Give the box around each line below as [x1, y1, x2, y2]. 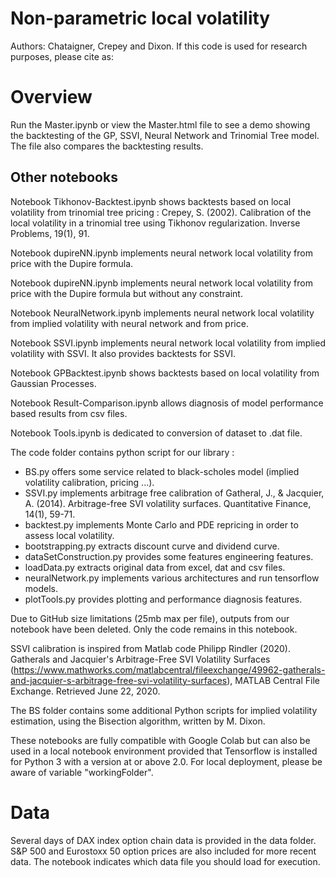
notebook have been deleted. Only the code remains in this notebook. [10, 623, 298, 635]
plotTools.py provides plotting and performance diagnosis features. [24, 593, 303, 605]
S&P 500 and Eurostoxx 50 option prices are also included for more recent [10, 845, 317, 857]
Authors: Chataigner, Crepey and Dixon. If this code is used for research [10, 40, 308, 52]
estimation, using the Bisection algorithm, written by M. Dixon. [10, 715, 266, 727]
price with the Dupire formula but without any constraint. [10, 287, 243, 299]
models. [24, 582, 59, 594]
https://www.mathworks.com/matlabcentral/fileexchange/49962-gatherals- [13, 663, 326, 676]
